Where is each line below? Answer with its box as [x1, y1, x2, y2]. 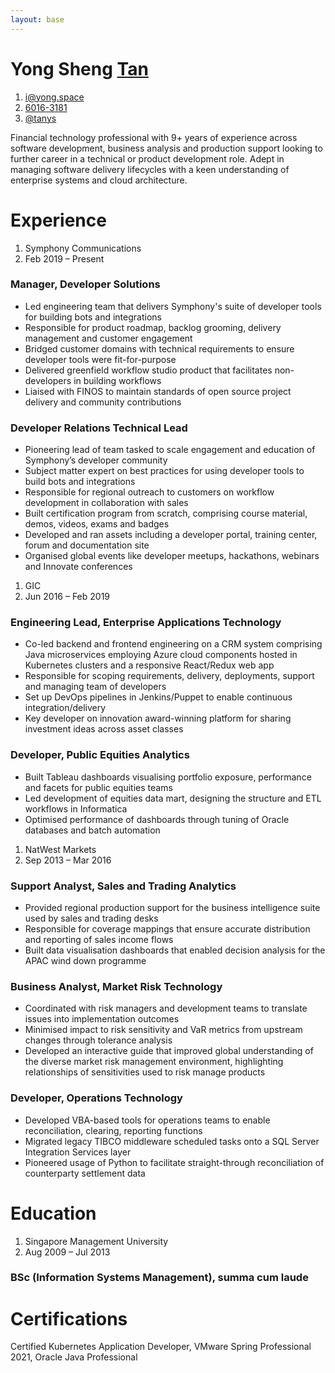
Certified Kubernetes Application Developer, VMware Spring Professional [10, 1341, 312, 1353]
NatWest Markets [24, 843, 97, 855]
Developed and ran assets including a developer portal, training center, [24, 529, 318, 541]
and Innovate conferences [24, 561, 133, 573]
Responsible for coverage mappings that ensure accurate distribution [24, 922, 311, 935]
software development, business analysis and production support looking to [10, 142, 323, 154]
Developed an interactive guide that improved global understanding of [24, 1045, 314, 1057]
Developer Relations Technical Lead [10, 421, 188, 435]
